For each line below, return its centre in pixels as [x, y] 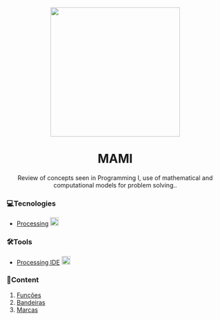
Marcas [27, 310]
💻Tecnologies [31, 203]
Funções [29, 295]
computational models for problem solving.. [115, 185]
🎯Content [23, 280]
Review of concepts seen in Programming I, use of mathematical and [115, 178]
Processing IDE [38, 262]
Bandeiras [31, 302]
